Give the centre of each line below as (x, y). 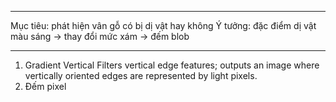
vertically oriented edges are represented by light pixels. (141, 75)
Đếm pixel (45, 86)
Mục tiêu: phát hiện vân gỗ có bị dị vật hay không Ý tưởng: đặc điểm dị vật (163, 25)
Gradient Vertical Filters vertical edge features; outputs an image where (172, 65)
